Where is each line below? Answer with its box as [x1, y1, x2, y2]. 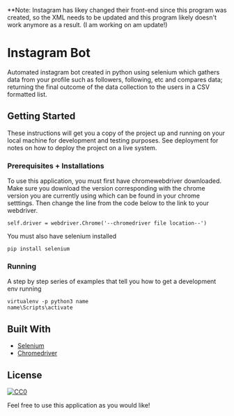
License [7, 369, 42, 381]
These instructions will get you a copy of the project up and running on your [7, 129, 225, 137]
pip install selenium [7, 246, 70, 253]
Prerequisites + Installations [7, 161, 104, 170]
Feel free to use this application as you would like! [7, 401, 150, 409]
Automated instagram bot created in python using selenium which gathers [7, 67, 220, 76]
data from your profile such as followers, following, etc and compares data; [7, 75, 223, 83]
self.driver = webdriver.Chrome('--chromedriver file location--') [7, 220, 208, 227]
